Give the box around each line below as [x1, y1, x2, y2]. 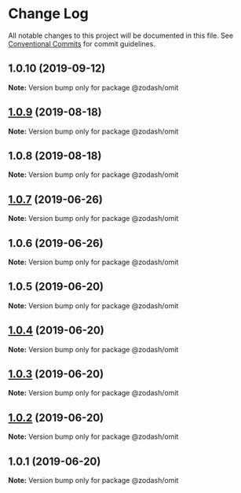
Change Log [8, 5, 89, 23]
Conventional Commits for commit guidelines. [8, 39, 155, 48]
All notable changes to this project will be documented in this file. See [8, 31, 234, 40]
